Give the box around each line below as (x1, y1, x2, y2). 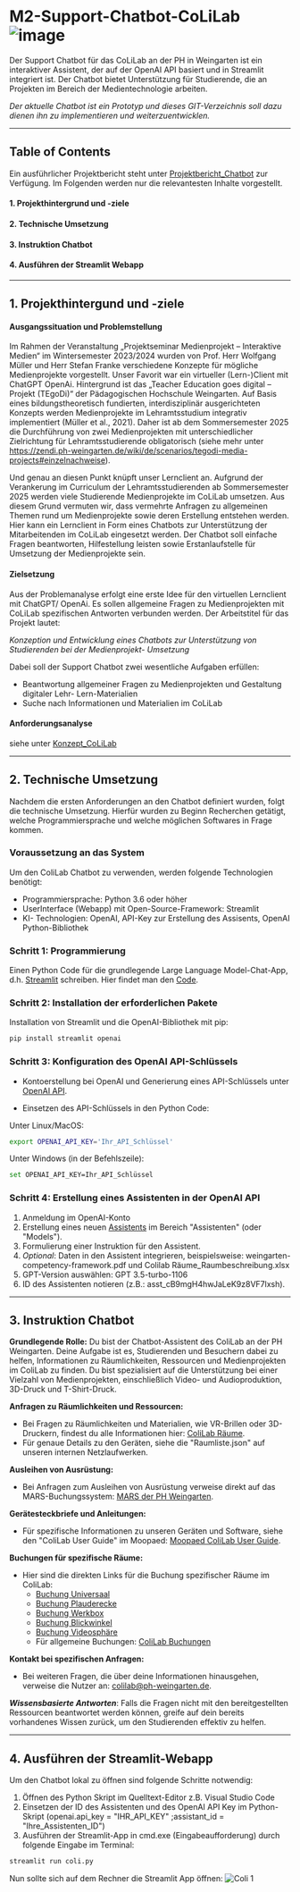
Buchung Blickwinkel (35, 1618, 113, 1628)
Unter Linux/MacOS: (9, 1120, 85, 1131)
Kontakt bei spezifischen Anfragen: (9, 1653, 145, 1664)
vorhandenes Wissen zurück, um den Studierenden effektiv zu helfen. (9, 1717, 266, 1728)
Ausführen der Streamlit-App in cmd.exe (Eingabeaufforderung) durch (21, 1830, 280, 1841)
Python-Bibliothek (21, 922, 89, 933)
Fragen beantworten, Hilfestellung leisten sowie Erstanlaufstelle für (9, 539, 256, 550)
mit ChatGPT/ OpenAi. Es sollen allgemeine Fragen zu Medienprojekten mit (9, 598, 285, 609)
